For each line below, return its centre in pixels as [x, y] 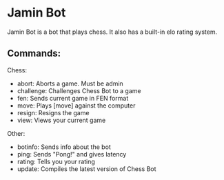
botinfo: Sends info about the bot [64, 147]
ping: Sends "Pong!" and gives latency [72, 154]
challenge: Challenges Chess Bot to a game [79, 90]
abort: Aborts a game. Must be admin [70, 83]
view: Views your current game [61, 120]
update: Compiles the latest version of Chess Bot [86, 169]
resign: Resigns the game [53, 112]
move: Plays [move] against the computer [76, 106]
